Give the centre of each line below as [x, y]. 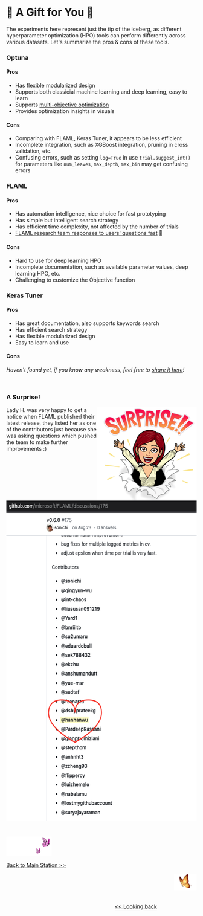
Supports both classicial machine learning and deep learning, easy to [101, 92]
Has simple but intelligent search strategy [67, 221]
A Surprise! [23, 397]
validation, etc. [33, 151]
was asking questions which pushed [51, 436]
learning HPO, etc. [38, 273]
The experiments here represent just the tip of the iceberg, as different [94, 29]
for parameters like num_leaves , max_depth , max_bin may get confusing [101, 164]
